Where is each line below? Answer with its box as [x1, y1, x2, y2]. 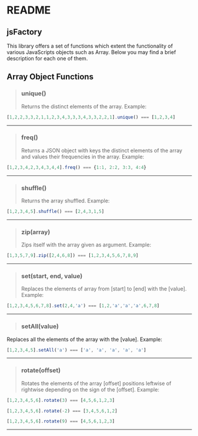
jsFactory [6, 27, 42, 37]
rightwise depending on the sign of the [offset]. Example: [21, 386, 160, 393]
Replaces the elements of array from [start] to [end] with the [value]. [21, 285, 187, 292]
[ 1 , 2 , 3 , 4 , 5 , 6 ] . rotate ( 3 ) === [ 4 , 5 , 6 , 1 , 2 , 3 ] [6, 397, 115, 403]
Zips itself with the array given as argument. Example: [21, 241, 152, 248]
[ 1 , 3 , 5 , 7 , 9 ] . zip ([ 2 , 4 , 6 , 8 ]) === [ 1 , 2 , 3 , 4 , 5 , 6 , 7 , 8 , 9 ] [6, 253, 139, 259]
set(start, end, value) [21, 272, 83, 280]
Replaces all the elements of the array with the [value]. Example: [6, 336, 163, 343]
